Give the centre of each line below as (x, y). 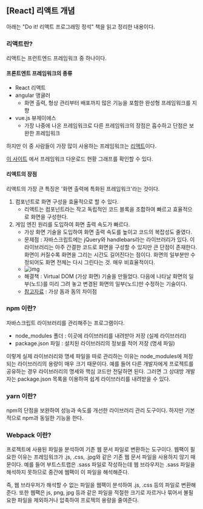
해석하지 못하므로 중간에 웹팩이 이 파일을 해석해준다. (68, 472)
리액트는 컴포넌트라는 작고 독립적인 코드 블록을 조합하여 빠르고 (98, 209)
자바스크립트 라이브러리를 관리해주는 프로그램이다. (66, 322)
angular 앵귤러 (32, 95)
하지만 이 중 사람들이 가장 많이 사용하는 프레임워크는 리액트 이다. (82, 146)
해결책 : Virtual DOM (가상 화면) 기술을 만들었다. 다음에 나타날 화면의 (106, 276)
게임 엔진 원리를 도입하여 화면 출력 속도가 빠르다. (72, 224)
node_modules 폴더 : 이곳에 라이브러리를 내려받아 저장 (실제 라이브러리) (101, 336)
